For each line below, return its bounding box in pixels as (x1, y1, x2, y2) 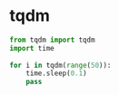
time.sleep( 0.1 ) (25, 69, 88, 78)
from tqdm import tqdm (9, 35, 95, 44)
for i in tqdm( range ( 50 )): (9, 61, 112, 70)
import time (9, 43, 55, 52)
